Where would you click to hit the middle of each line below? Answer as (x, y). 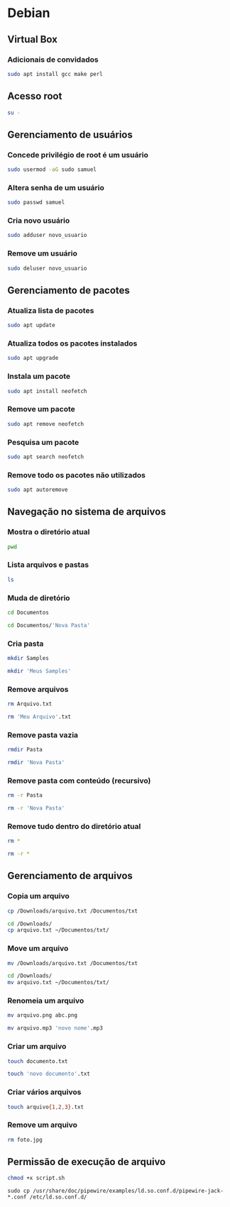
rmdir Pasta (25, 750)
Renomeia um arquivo (46, 1001)
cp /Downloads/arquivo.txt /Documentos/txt (73, 911)
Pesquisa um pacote (43, 442)
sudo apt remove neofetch (45, 424)
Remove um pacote (42, 409)
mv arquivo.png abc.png (43, 1015)
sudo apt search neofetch (45, 457)
